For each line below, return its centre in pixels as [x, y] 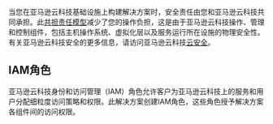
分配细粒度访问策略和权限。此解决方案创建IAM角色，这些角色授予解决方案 [139, 101]
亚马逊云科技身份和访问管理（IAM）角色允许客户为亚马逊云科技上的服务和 [133, 91]
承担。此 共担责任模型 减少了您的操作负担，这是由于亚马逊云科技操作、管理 [140, 22]
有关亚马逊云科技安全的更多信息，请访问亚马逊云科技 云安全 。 [112, 42]
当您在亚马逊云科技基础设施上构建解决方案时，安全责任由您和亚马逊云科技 [133, 12]
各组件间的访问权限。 [44, 111]
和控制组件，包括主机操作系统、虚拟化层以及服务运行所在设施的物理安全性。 [136, 32]
